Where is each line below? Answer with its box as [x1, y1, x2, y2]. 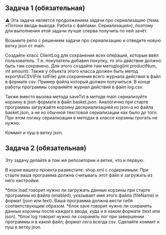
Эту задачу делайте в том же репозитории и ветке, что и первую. [5, 157, 145, 163]
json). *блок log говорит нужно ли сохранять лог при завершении [5, 213, 145, 219]
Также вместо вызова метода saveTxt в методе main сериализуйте [5, 93, 147, 99]
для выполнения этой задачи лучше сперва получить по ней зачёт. [5, 27, 148, 34]
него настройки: [5, 177, 40, 183]
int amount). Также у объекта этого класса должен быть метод [5, 68, 138, 74]
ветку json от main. [5, 42, 46, 49]
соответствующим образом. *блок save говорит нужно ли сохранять [5, 203, 152, 209]
